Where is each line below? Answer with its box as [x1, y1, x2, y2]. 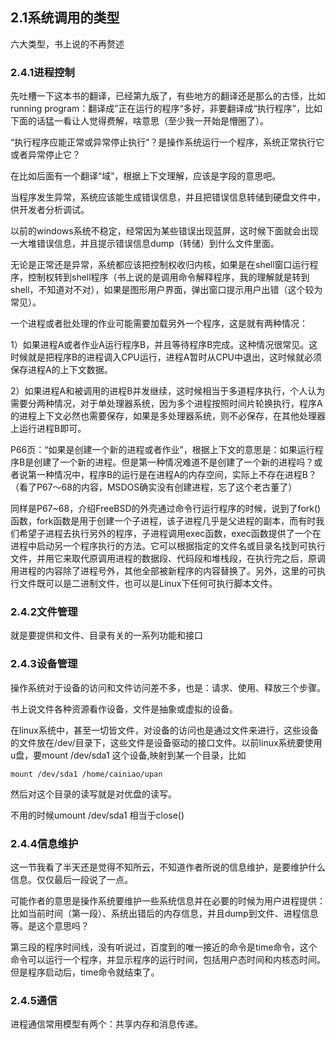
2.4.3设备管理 [10, 657, 78, 671]
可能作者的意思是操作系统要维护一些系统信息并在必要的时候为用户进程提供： [10, 895, 326, 907]
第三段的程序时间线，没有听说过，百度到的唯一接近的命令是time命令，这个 [10, 941, 318, 953]
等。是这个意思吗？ [10, 920, 90, 932]
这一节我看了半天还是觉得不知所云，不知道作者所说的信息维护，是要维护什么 [10, 861, 326, 873]
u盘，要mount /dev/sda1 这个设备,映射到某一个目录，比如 [10, 749, 247, 761]
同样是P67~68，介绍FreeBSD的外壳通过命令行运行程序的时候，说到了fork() [10, 503, 322, 515]
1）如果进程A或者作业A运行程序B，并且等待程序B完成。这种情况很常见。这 [10, 339, 318, 351]
